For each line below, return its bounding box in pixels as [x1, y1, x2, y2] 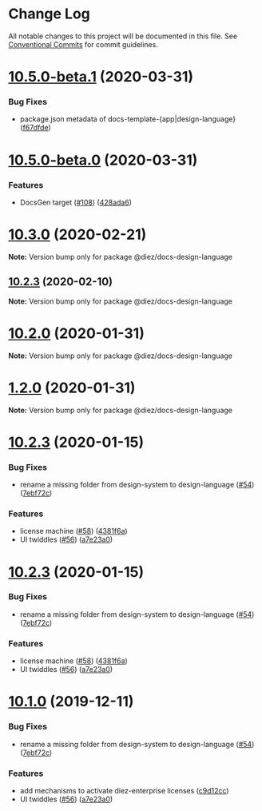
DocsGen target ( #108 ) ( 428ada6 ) [19, 197, 132, 207]
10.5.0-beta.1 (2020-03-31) [8, 68, 194, 86]
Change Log [8, 5, 90, 23]
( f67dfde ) [19, 123, 52, 133]
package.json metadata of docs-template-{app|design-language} [19, 114, 236, 124]
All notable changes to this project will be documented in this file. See [8, 31, 238, 41]
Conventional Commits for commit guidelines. [8, 39, 158, 49]
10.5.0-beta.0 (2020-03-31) [8, 151, 198, 169]
